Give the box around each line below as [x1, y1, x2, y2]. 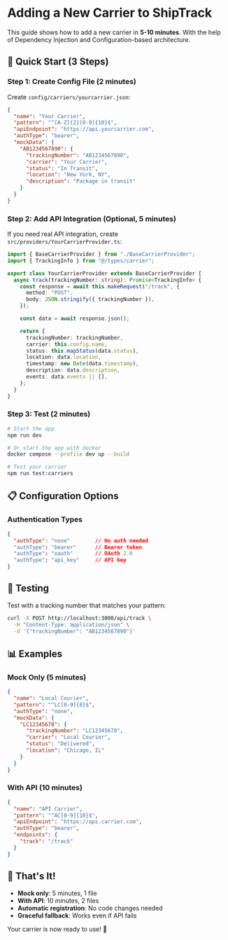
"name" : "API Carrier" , [13, 805, 83, 813]
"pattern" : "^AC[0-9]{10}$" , [13, 812, 99, 819]
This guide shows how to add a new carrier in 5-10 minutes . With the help [7, 28, 222, 36]
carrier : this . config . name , [25, 341, 108, 348]
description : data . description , [25, 367, 120, 374]
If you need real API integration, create [7, 230, 119, 239]
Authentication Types [7, 514, 83, 524]
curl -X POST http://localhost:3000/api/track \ [7, 615, 152, 622]
